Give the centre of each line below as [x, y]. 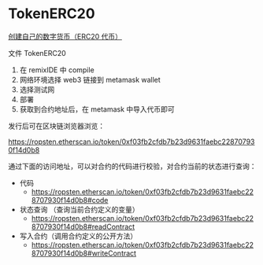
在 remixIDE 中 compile [57, 70]
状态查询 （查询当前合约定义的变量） [79, 209]
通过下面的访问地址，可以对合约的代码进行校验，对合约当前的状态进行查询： [132, 166]
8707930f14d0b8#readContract [83, 226]
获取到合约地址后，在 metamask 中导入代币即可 [97, 109]
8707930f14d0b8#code [70, 200]
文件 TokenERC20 [37, 53]
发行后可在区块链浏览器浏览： [56, 126]
